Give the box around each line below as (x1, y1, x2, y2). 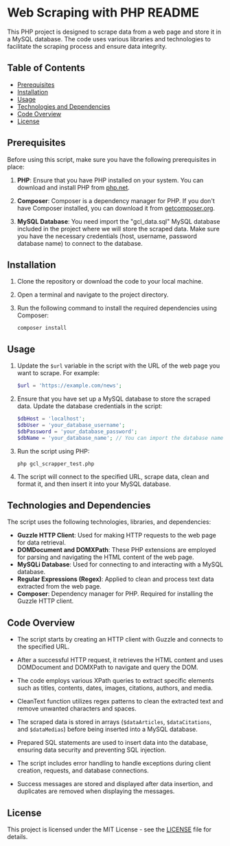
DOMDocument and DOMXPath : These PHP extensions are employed (16, 546, 216, 554)
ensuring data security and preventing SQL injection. (16, 745, 167, 754)
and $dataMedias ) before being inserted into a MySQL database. (16, 725, 198, 734)
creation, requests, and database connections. (16, 766, 149, 775)
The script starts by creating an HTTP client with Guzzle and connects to (16, 635, 223, 644)
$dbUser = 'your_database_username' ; (16, 421, 126, 428)
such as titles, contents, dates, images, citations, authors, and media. (16, 684, 213, 692)
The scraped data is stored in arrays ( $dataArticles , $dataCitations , (16, 718, 212, 726)
